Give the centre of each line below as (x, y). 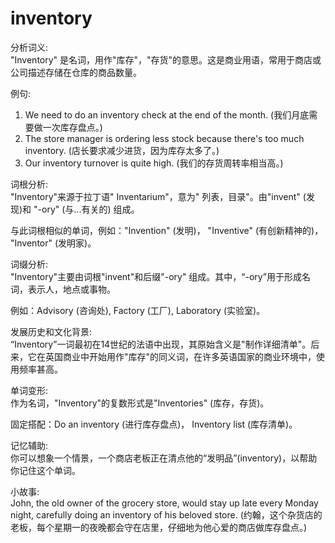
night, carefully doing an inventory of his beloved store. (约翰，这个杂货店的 (166, 514)
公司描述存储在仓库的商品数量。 (76, 72)
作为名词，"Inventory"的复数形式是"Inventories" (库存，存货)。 (140, 403)
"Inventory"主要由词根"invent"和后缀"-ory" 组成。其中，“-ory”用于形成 (156, 276)
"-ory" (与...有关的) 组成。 (86, 209)
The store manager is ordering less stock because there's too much (164, 138)
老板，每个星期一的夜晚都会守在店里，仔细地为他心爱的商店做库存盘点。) (159, 527)
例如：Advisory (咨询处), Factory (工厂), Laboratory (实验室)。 (138, 310)
